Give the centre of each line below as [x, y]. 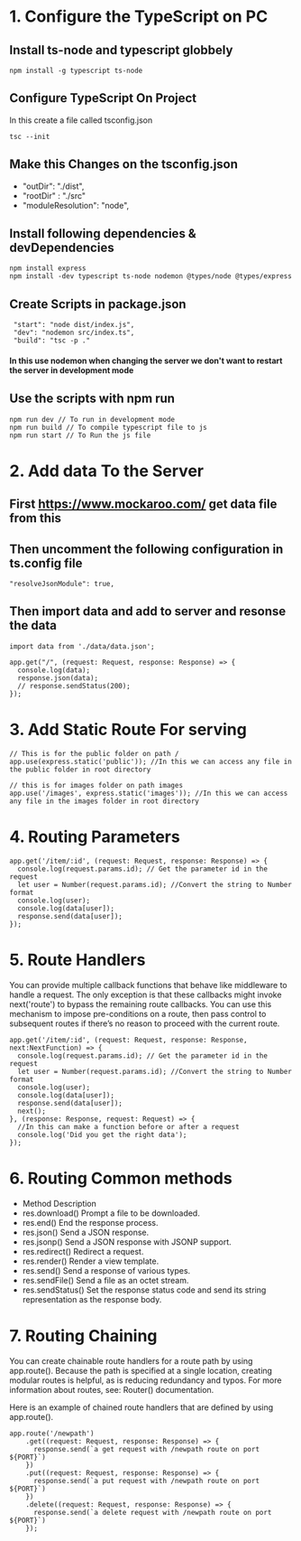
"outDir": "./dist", [53, 186]
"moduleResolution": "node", [76, 205]
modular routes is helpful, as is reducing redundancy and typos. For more [146, 1380]
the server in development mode [72, 370]
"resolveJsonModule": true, [62, 584]
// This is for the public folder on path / [94, 753]
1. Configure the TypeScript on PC [139, 17]
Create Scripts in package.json [98, 304]
